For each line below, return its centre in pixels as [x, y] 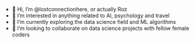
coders [21, 35]
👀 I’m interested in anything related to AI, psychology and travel [91, 16]
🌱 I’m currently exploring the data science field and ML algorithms [94, 22]
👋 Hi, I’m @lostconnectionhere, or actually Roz [70, 9]
